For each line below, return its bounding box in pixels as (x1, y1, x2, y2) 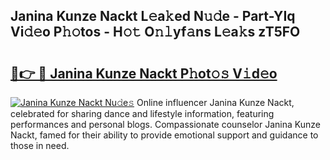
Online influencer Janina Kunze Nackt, (136, 97, 295, 108)
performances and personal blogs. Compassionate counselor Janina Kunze (10, 119, 321, 130)
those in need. (10, 140, 70, 151)
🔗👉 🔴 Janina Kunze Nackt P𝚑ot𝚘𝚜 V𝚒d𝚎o (10, 65, 278, 82)
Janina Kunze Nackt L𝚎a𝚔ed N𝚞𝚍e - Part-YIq (10, 8, 296, 25)
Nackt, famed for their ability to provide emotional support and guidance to (10, 129, 319, 141)
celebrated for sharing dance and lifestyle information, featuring (10, 108, 275, 119)
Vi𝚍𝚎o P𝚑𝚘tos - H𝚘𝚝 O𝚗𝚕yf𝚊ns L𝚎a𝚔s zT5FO (10, 24, 301, 41)
